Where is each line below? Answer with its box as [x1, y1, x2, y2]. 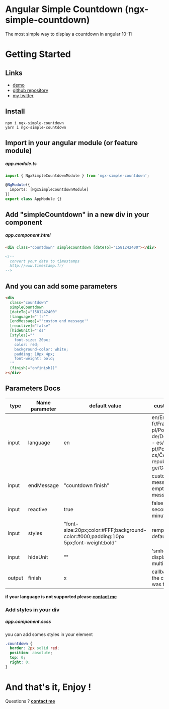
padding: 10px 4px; [14, 351, 55, 357]
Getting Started [5, 49, 71, 60]
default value [89, 402, 122, 409]
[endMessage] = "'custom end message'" [10, 319, 89, 324]
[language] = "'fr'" [10, 314, 49, 319]
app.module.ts [5, 160, 37, 167]
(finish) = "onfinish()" [10, 366, 57, 371]
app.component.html [5, 232, 51, 238]
